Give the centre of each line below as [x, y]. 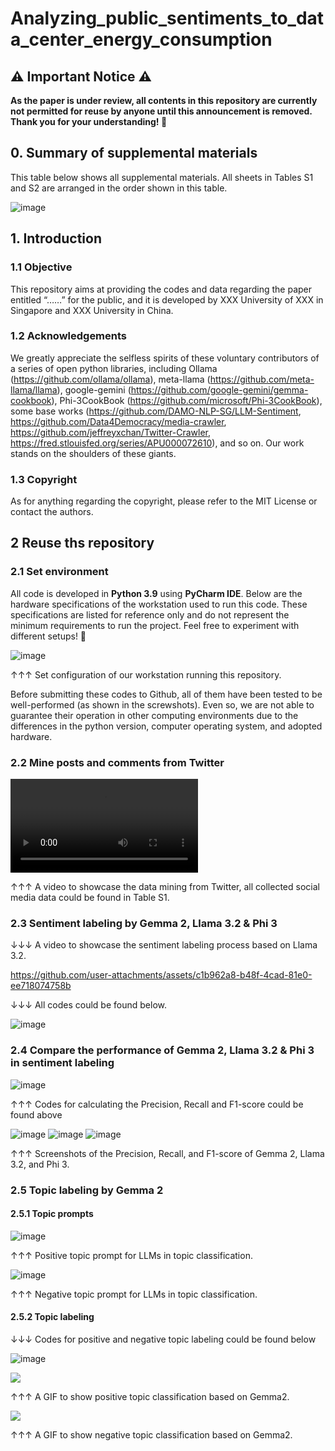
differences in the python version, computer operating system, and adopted [166, 726]
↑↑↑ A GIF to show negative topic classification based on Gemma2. [151, 1435]
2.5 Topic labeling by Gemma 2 [87, 1190]
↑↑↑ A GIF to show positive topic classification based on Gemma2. [150, 1396]
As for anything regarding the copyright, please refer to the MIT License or [164, 501]
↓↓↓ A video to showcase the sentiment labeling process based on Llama [164, 945]
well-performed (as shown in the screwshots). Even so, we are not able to [162, 704]
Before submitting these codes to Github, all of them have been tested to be [166, 694]
